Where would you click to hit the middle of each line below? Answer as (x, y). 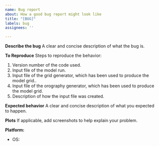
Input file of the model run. (39, 70)
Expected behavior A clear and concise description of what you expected (80, 106)
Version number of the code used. (47, 65)
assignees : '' (20, 28)
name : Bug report (23, 10)
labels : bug (17, 23)
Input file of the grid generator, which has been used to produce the (80, 75)
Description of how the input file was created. (58, 97)
